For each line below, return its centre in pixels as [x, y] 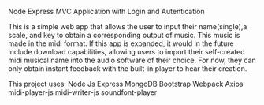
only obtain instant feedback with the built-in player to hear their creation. [128, 69]
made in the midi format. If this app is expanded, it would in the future [121, 43]
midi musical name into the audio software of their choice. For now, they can [132, 60]
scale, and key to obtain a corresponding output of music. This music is [124, 35]
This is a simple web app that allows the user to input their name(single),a [128, 26]
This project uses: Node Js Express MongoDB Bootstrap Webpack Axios [126, 84]
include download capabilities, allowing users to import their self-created [126, 52]
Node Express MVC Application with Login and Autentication [106, 11]
